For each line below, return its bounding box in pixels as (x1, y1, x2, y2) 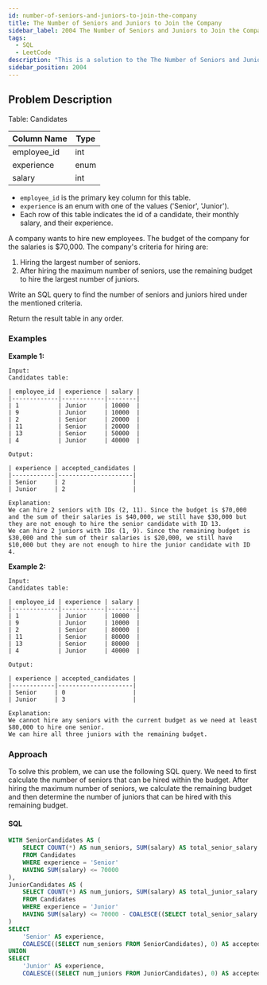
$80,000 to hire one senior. (8, 723, 105, 731)
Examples (8, 333, 48, 345)
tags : (8, 33, 26, 42)
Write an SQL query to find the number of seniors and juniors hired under (8, 290, 248, 299)
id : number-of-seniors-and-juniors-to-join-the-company (8, 11, 197, 20)
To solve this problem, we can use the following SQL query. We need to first (8, 767, 257, 777)
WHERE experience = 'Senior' (22, 858, 119, 866)
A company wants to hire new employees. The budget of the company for (8, 233, 250, 243)
